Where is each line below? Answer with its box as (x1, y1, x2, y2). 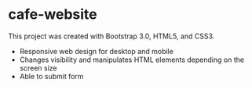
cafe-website (8, 5, 98, 24)
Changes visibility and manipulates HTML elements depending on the (19, 55, 245, 64)
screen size (19, 63, 57, 72)
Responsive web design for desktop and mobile (19, 46, 174, 56)
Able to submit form (19, 71, 84, 81)
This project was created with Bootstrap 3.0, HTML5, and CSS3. (8, 31, 215, 41)
